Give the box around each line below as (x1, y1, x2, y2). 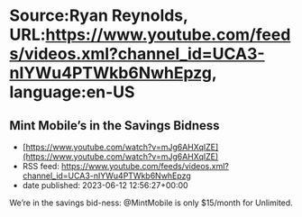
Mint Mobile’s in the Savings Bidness (9, 118, 220, 133)
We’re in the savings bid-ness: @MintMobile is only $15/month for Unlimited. (9, 197, 293, 208)
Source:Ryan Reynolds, (9, 5, 188, 26)
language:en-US (9, 82, 135, 103)
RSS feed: (22, 161, 60, 171)
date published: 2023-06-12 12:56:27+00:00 (22, 180, 188, 190)
